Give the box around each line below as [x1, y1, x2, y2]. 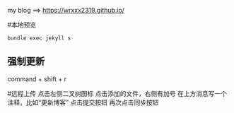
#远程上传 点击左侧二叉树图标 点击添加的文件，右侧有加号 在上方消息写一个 [7, 89, 228, 97]
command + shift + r [7, 74, 67, 83]
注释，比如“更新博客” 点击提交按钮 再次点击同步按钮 [7, 98, 159, 107]
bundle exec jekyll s [7, 35, 71, 42]
